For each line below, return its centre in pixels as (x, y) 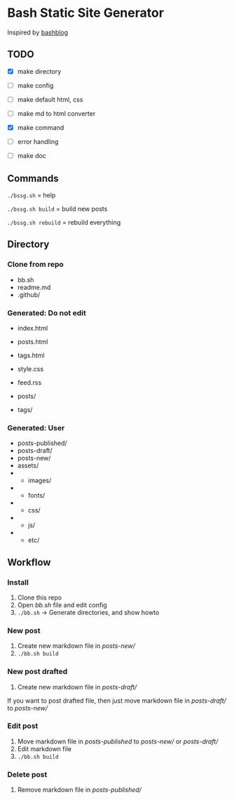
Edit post (23, 726)
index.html (33, 328)
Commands (33, 178)
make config (35, 85)
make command (41, 127)
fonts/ (36, 496)
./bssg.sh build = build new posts (57, 209)
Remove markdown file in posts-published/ (80, 790)
